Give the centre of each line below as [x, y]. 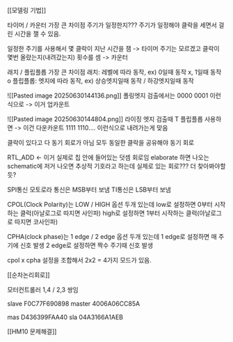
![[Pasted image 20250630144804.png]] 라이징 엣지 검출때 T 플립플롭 [105, 119]
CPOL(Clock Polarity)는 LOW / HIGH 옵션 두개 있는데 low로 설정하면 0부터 [110, 204]
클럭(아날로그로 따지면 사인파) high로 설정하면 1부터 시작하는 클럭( [110, 213]
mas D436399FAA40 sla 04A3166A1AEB [65, 317]
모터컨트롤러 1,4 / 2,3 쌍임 [43, 290]
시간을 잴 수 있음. [38, 34]
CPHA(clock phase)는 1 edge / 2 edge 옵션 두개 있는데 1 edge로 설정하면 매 [112, 236]
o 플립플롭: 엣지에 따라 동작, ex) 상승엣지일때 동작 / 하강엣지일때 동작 [101, 81]
